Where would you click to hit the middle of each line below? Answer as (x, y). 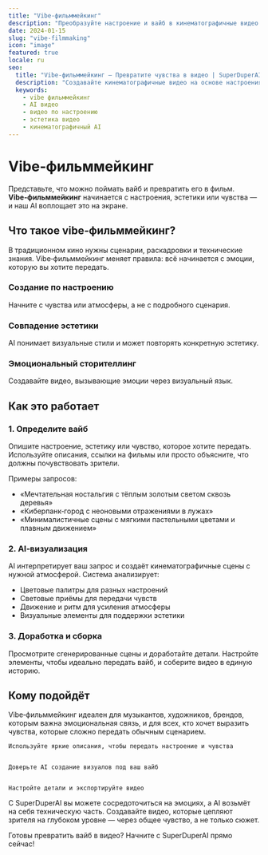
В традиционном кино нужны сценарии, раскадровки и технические (126, 250)
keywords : (32, 90)
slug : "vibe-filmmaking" (49, 38)
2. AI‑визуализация (48, 549)
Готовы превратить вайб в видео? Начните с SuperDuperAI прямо (120, 836)
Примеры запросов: (43, 479)
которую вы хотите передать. (59, 267)
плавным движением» (58, 528)
